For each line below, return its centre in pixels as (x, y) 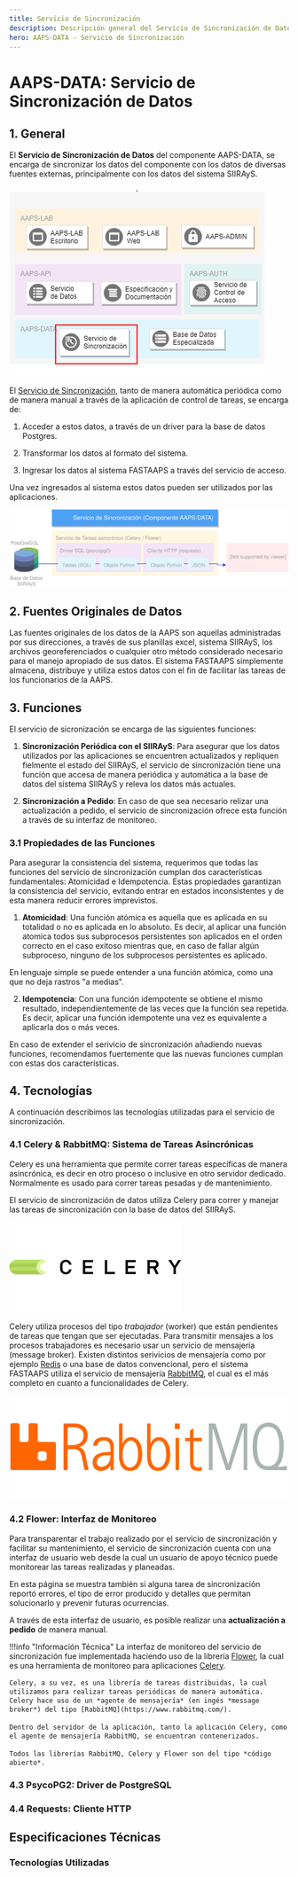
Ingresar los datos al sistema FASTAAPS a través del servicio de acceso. (154, 471)
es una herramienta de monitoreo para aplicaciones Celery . (118, 1665)
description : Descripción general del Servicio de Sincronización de (141, 28)
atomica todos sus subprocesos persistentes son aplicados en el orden (152, 936)
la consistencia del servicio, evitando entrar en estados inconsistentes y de (146, 890)
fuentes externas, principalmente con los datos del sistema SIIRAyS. (133, 174)
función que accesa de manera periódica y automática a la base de (145, 775)
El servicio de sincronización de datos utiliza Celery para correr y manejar (144, 1200)
